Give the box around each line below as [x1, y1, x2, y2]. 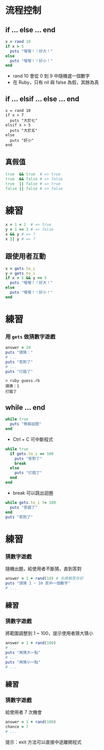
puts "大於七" [10, 118, 38, 123]
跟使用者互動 [5, 252, 46, 261]
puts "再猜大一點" [5, 650, 41, 655]
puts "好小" [10, 138, 34, 143]
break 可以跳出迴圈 [12, 490, 54, 496]
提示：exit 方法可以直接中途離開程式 [5, 739, 82, 745]
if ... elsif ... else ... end [5, 95, 79, 103]
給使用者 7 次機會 [5, 709, 42, 716]
